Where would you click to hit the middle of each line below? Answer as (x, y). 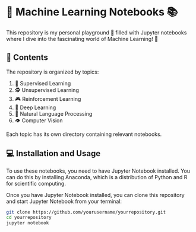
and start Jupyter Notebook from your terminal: (64, 201)
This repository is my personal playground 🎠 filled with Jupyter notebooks (97, 32)
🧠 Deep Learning (35, 107)
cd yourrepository (29, 218)
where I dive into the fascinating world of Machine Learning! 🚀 (82, 39)
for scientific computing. (36, 183)
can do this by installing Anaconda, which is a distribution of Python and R (97, 177)
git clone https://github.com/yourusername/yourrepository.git (86, 212)
